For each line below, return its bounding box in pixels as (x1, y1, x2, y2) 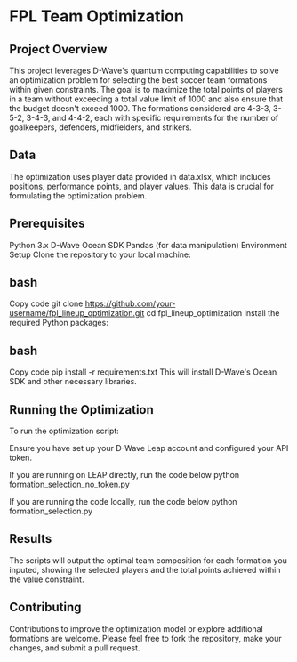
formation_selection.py (9, 505, 93, 517)
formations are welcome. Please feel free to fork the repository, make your (9, 633, 282, 643)
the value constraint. (9, 574, 84, 585)
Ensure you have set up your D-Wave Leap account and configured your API (9, 443, 289, 454)
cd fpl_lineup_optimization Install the (146, 308, 280, 319)
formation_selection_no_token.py (9, 479, 131, 490)
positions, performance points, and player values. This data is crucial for (9, 181, 274, 191)
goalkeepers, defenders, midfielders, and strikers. (9, 122, 193, 133)
